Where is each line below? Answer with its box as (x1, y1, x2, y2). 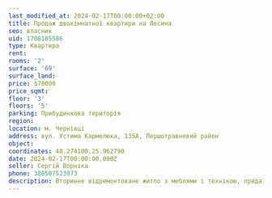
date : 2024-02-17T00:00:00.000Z (8, 154, 117, 162)
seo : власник (8, 27, 53, 35)
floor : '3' (8, 95, 45, 103)
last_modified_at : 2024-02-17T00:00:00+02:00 (8, 11, 164, 20)
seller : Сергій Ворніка (8, 162, 89, 171)
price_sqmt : (8, 86, 49, 95)
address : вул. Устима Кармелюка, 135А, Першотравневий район (8, 132, 219, 140)
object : (8, 139, 35, 148)
